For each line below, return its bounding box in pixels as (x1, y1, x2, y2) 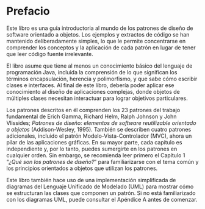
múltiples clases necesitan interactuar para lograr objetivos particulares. (6, 94, 188, 102)
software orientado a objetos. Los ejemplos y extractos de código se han (6, 30, 190, 38)
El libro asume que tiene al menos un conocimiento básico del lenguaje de (6, 62, 193, 69)
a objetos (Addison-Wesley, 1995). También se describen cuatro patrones (6, 126, 192, 133)
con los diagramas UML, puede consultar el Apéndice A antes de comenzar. (6, 196, 198, 203)
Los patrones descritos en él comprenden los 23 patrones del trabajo (6, 106, 181, 113)
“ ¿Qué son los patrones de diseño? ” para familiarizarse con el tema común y (6, 158, 199, 165)
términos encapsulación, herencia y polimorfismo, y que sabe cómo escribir (6, 75, 198, 82)
